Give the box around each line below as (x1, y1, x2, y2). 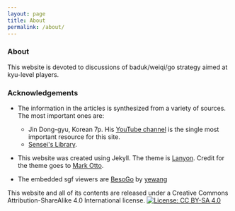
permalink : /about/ (7, 23, 65, 30)
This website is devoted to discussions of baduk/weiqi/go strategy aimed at (7, 63, 228, 71)
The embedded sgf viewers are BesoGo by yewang (17, 174, 168, 183)
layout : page (7, 10, 46, 18)
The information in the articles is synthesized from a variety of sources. (17, 104, 227, 112)
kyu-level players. (7, 70, 59, 78)
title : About (7, 17, 46, 24)
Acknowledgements (7, 88, 79, 97)
